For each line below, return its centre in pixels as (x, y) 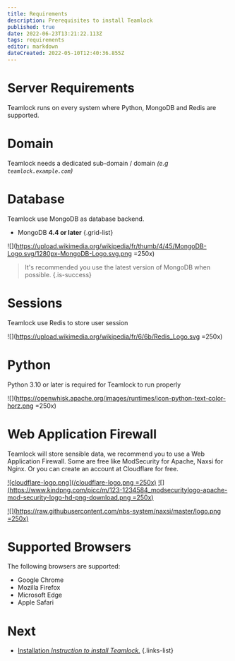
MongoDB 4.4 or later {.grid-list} (65, 232)
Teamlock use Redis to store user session (68, 322)
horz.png (20, 406)
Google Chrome (41, 580)
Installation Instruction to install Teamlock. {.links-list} (96, 650)
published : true (31, 27)
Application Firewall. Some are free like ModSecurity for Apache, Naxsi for (115, 461)
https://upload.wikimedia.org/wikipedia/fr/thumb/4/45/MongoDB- (111, 246)
